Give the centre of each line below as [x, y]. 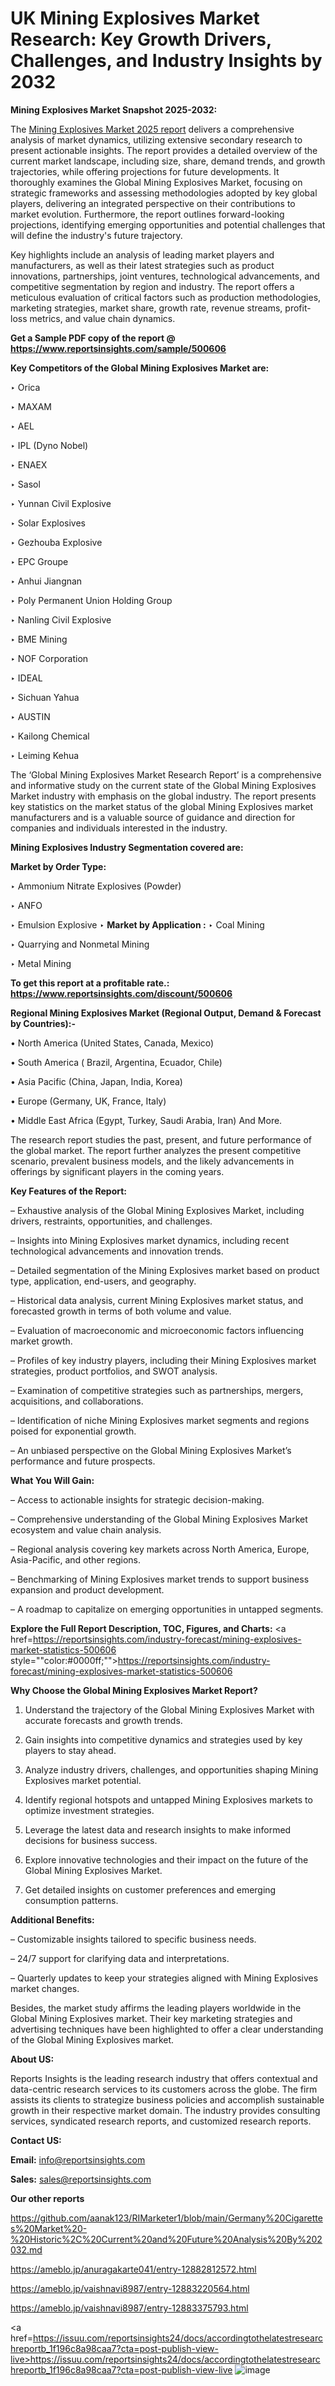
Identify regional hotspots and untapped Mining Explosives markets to [168, 1799]
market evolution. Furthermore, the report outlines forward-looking [147, 214]
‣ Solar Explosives [48, 523]
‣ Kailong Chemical [50, 736]
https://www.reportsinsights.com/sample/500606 [118, 348]
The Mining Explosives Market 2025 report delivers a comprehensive [152, 129]
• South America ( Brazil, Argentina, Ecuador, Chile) [116, 1062]
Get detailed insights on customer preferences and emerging [150, 1889]
